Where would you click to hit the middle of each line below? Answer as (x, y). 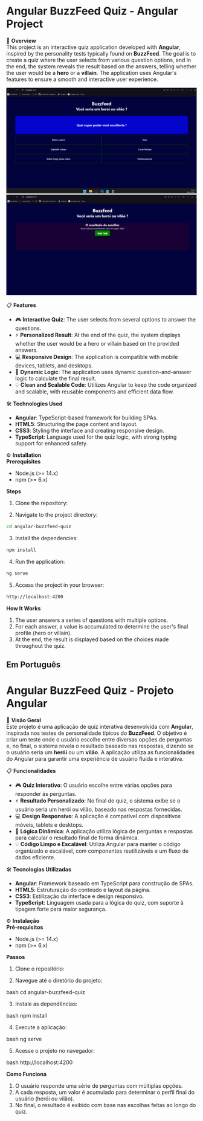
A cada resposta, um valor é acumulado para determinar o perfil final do (105, 1093)
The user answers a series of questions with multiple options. (92, 620)
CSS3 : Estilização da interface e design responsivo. (79, 896)
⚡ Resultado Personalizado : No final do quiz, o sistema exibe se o (98, 801)
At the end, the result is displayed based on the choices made (92, 639)
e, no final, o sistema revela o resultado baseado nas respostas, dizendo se (100, 746)
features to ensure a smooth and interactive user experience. (82, 79)
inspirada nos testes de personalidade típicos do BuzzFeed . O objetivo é (97, 733)
